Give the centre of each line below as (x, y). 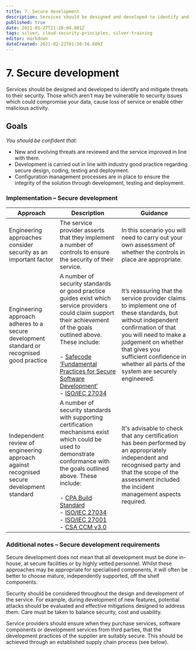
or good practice (83, 291)
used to (70, 446)
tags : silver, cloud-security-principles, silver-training (79, 33)
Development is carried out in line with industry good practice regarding (101, 164)
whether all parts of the (153, 364)
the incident (138, 487)
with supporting (81, 417)
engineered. (138, 378)
